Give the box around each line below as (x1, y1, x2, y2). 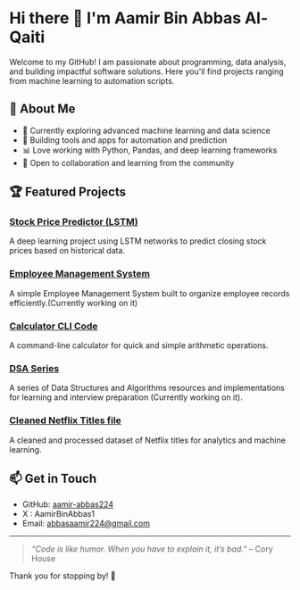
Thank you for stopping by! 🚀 (9, 570, 116, 581)
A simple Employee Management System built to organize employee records (9, 287, 290, 298)
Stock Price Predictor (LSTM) (9, 216, 138, 229)
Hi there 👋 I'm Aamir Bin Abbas (9, 8, 242, 29)
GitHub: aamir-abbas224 (21, 499, 114, 510)
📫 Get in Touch (9, 471, 97, 486)
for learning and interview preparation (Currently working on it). (9, 392, 243, 403)
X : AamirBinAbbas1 (21, 509, 96, 519)
